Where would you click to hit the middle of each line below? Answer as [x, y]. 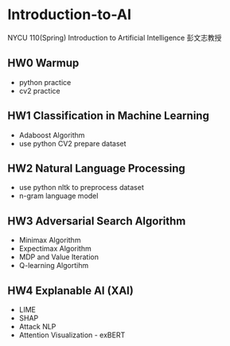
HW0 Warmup [43, 63]
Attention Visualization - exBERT [72, 335]
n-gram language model [58, 196]
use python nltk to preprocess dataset [81, 188]
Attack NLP [37, 327]
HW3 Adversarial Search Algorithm [97, 221]
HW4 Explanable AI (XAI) [71, 291]
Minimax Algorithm [50, 240]
